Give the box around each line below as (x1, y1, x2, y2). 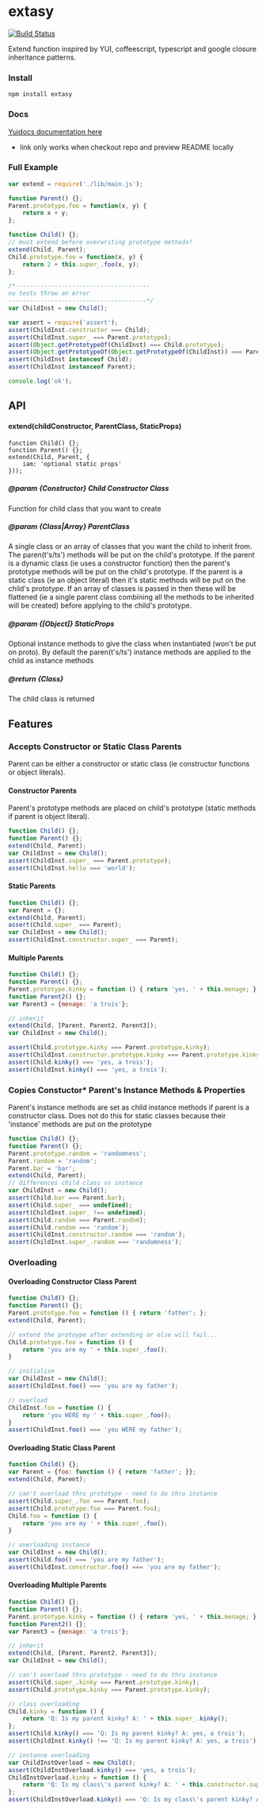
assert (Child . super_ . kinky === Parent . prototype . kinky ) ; (8, 1678, 200, 1686)
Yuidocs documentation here (8, 126, 103, 137)
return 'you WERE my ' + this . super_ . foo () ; (22, 1411, 172, 1419)
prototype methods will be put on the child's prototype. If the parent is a (8, 567, 243, 577)
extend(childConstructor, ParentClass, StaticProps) (8, 421, 182, 431)
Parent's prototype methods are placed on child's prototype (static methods (8, 803, 256, 813)
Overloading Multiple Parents (8, 1580, 107, 1590)
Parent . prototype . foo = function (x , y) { (8, 202, 147, 210)
